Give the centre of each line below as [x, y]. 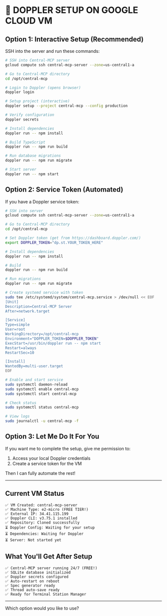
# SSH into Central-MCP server [38, 60]
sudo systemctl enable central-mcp [42, 389]
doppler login [20, 92]
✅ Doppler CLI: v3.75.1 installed [41, 518]
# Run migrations [23, 279]
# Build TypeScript [25, 142]
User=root [15, 329]
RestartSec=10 [20, 353]
